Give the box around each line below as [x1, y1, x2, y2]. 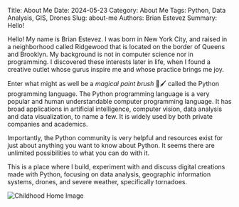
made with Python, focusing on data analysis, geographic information [7, 170, 211, 179]
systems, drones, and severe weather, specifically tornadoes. [7, 178, 187, 186]
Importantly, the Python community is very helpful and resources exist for [7, 134, 223, 142]
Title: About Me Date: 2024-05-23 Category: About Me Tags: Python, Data [7, 6, 226, 14]
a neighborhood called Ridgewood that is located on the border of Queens [7, 43, 225, 51]
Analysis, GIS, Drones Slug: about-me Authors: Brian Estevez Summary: [7, 14, 218, 22]
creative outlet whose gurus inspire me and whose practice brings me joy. [7, 65, 224, 73]
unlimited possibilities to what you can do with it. [7, 149, 150, 157]
